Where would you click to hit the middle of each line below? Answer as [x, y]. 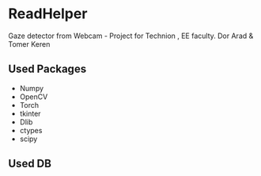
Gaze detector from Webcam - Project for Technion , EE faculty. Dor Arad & [131, 36]
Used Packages [47, 69]
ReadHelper [48, 14]
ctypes [31, 130]
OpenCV [34, 97]
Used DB [30, 164]
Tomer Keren [29, 44]
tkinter [30, 113]
